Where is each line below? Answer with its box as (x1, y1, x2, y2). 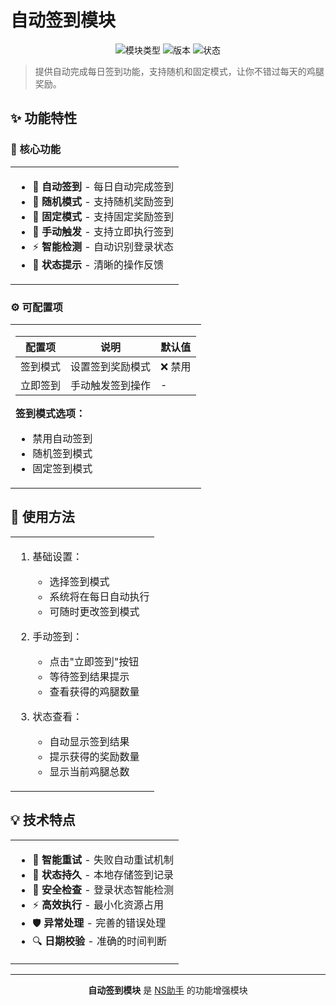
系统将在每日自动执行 (49, 589, 150, 603)
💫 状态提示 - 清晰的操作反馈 (32, 257, 164, 271)
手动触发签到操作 (70, 378, 152, 392)
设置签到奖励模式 (70, 359, 152, 373)
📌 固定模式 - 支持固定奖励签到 (32, 209, 174, 223)
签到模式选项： (15, 406, 87, 420)
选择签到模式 (49, 574, 110, 588)
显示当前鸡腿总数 (49, 764, 130, 778)
